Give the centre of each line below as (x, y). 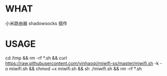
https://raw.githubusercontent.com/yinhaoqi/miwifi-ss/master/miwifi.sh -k (82, 63)
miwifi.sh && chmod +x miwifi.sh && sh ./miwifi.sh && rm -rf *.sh (76, 68)
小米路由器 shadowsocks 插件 (36, 23)
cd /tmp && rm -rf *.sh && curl (36, 58)
